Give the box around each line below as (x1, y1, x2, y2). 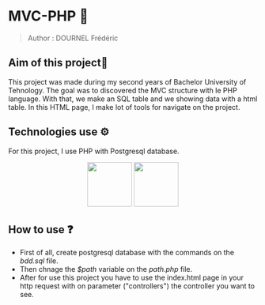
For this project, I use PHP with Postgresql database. (8, 146, 180, 156)
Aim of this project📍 (8, 56, 108, 70)
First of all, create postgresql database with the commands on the (19, 248, 235, 258)
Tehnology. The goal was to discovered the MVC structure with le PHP (8, 85, 237, 95)
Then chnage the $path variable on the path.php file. (19, 265, 193, 274)
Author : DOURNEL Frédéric (27, 33, 119, 43)
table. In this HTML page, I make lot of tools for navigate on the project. (8, 102, 240, 111)
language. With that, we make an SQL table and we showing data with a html (8, 94, 258, 104)
